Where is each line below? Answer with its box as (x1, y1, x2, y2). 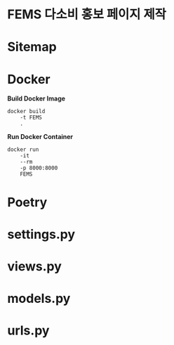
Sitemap (7, 39, 58, 55)
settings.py (7, 226, 76, 242)
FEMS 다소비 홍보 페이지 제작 (7, 6, 166, 22)
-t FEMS (20, 114, 42, 122)
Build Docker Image (7, 94, 65, 103)
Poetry (7, 194, 48, 210)
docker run (7, 146, 39, 153)
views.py (7, 258, 62, 274)
